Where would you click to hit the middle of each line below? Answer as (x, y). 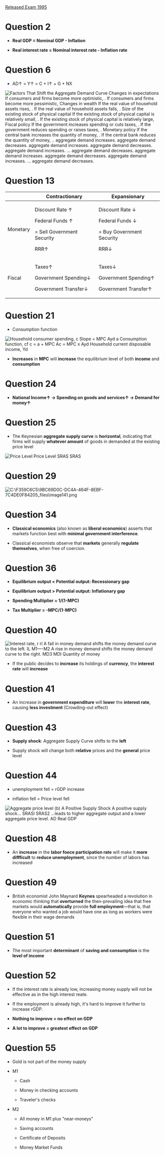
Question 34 (31, 514)
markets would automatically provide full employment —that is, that (81, 907)
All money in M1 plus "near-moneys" (56, 1119)
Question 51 (30, 937)
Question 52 (31, 976)
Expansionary (128, 196)
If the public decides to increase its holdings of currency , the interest (83, 664)
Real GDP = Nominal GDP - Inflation (49, 40)
